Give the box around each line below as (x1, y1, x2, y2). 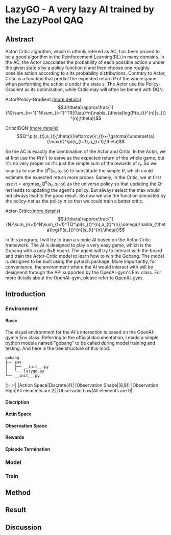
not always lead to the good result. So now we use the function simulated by (5, 193, 166, 199)
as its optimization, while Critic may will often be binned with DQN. (25, 86, 164, 93)
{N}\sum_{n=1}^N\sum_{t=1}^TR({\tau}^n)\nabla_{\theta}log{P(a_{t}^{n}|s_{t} (5, 110, 166, 116)
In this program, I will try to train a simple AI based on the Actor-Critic (5, 237, 151, 243)
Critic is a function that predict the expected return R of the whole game (5, 76, 157, 81)
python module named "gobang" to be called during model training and (5, 340, 156, 346)
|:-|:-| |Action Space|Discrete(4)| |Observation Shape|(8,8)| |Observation (5, 382, 159, 388)
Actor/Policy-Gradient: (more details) (5, 96, 82, 102)
